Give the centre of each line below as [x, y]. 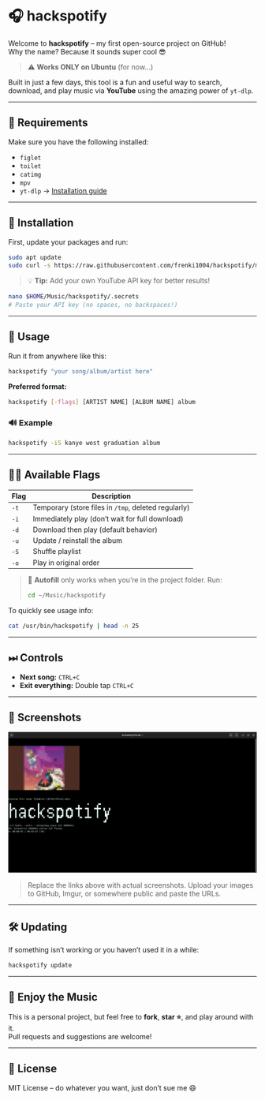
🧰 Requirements [48, 123]
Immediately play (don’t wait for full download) [108, 518]
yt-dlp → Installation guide [63, 190]
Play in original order [66, 563]
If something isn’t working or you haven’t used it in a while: [104, 950]
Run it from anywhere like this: [57, 356]
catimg [30, 174]
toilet [30, 166]
